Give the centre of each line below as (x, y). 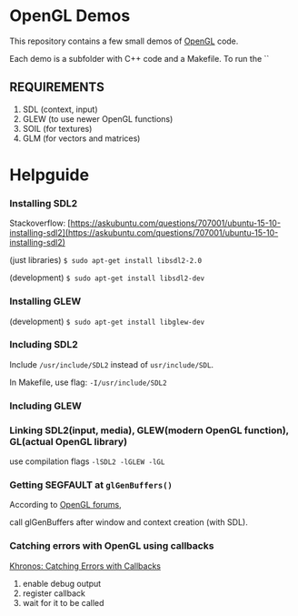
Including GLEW (45, 406)
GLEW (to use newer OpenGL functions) (98, 118)
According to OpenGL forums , (66, 505)
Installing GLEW (45, 301)
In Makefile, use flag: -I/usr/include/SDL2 (88, 382)
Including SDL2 (44, 345)
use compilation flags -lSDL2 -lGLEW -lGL (87, 461)
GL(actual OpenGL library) (69, 441)
